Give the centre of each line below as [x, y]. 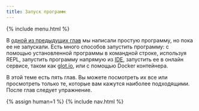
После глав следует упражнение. [49, 90]
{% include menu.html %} [38, 29]
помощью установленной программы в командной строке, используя [97, 53]
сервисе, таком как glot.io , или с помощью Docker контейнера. [87, 66]
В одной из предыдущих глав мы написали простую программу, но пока [100, 40]
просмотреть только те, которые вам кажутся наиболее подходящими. [98, 84]
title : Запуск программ [36, 12]
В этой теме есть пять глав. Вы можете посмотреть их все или [87, 77]
